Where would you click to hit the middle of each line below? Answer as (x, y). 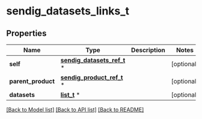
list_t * (70, 95)
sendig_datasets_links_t (68, 11)
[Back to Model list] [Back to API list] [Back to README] (75, 110)
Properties (26, 33)
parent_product (32, 81)
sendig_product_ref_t (92, 78)
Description (148, 50)
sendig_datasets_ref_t (93, 60)
